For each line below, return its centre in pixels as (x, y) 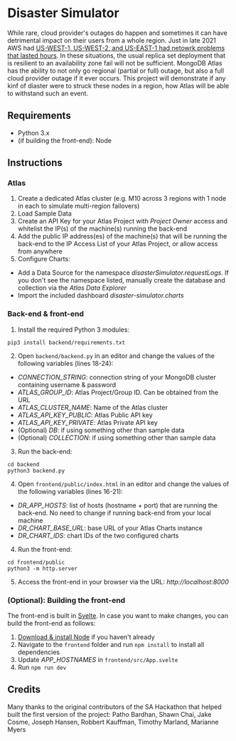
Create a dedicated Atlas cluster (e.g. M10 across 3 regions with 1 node (122, 199)
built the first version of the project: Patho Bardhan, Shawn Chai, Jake (109, 714)
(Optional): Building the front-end (66, 600)
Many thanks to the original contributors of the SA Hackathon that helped (114, 707)
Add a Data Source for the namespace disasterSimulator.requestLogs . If (123, 273)
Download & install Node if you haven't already (86, 637)
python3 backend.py (36, 471)
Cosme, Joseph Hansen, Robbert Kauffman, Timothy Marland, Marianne (113, 722)
